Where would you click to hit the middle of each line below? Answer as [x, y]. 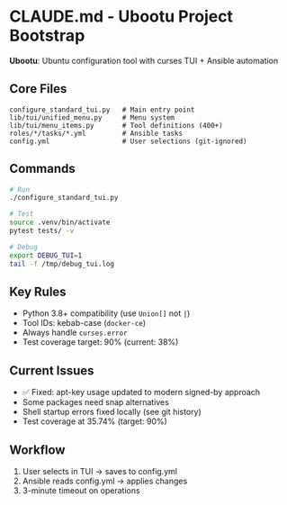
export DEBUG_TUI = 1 [46, 255]
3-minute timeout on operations [81, 491]
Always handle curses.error [75, 333]
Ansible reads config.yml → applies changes [105, 481]
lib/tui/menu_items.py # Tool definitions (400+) [116, 125]
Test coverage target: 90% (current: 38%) [100, 342]
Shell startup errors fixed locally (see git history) [112, 412]
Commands [43, 169]
